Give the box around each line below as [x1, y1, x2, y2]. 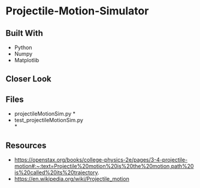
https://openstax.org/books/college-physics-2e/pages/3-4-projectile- [14, 156, 188, 163]
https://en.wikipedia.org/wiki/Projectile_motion [14, 175, 129, 183]
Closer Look [5, 74, 51, 84]
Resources [5, 140, 47, 150]
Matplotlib [14, 57, 40, 63]
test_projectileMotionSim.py [14, 117, 83, 124]
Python [14, 44, 32, 51]
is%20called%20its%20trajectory [14, 169, 98, 176]
